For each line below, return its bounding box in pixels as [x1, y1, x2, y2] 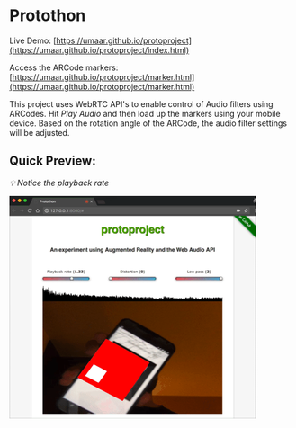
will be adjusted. [9, 127, 70, 138]
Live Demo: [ [9, 35, 57, 46]
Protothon [9, 5, 86, 26]
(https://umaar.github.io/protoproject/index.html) [9, 44, 190, 55]
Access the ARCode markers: [9, 62, 119, 73]
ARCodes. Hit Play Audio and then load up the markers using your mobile [9, 108, 281, 119]
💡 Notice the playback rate [9, 177, 110, 188]
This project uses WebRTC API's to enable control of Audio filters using [9, 98, 274, 109]
